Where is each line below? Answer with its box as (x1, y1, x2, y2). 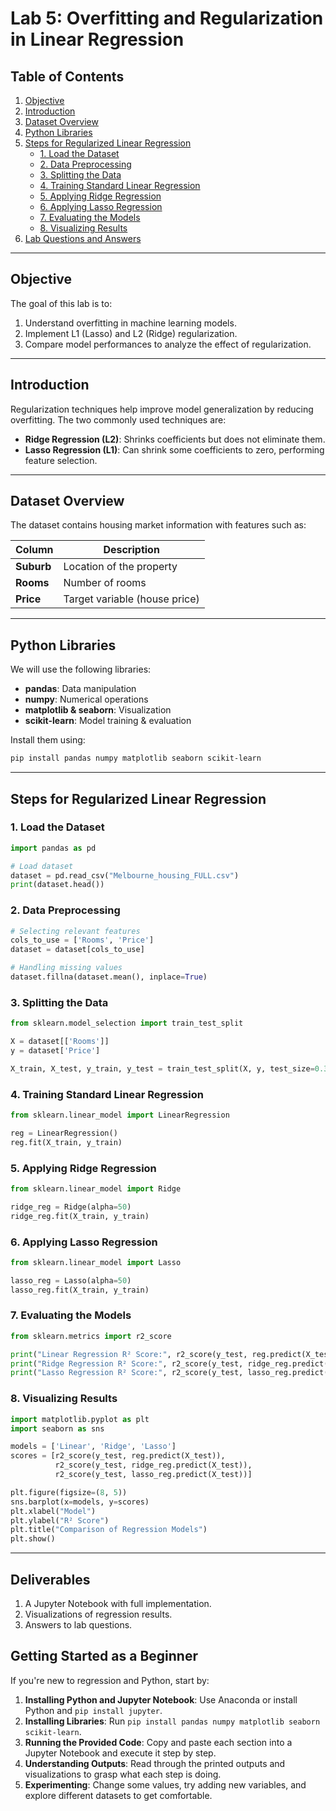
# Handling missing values (10, 963, 123, 973)
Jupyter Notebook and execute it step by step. (24, 1747, 217, 1759)
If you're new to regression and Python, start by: (10, 1674, 210, 1686)
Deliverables (10, 1571, 91, 1588)
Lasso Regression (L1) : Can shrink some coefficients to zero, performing (24, 443, 325, 456)
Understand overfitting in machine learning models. (24, 317, 237, 329)
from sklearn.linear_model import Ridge (10, 1184, 182, 1194)
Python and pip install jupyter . (24, 1704, 163, 1716)
